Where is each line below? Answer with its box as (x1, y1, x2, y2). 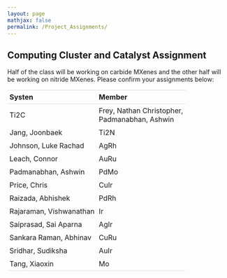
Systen (9, 92, 34, 102)
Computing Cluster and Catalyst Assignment (7, 49, 207, 61)
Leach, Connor (9, 154, 58, 164)
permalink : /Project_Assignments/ (7, 23, 108, 30)
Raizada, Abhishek (9, 193, 71, 203)
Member (98, 92, 128, 102)
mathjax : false (7, 17, 52, 24)
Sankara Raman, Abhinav (9, 232, 92, 242)
